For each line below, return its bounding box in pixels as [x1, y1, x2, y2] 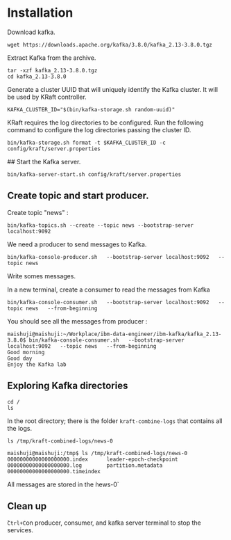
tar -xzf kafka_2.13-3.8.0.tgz [7, 67, 98, 74]
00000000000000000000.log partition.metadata [7, 461, 163, 469]
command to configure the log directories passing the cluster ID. [7, 125, 191, 134]
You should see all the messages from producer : [7, 317, 148, 325]
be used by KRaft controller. [7, 93, 87, 101]
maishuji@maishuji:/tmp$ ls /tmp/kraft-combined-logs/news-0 [7, 450, 188, 456]
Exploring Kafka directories [7, 380, 128, 392]
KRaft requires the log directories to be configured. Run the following [7, 118, 204, 127]
